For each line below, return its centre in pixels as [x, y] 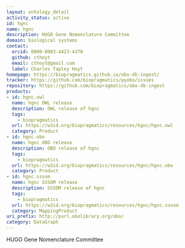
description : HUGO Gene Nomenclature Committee [68, 35]
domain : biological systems [42, 40]
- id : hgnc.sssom [28, 177]
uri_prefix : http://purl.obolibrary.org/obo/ [65, 217]
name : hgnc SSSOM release [45, 183]
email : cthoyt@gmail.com [43, 63]
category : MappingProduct [45, 211]
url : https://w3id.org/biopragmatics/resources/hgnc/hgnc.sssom [95, 205]
